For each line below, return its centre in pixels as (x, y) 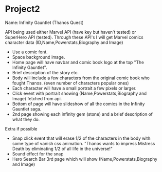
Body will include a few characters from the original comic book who (81, 78)
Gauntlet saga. (27, 109)
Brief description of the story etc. (45, 72)
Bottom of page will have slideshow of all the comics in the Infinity (78, 104)
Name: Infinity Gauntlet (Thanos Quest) (44, 22)
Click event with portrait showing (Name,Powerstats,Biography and (79, 93)
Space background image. (38, 57)
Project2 (23, 9)
